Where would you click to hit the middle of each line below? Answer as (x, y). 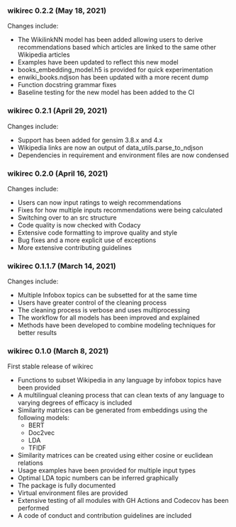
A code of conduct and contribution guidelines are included (105, 516)
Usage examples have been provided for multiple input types (107, 470)
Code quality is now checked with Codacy (79, 225)
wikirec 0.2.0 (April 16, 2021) (58, 174)
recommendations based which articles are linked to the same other (117, 47)
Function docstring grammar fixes (67, 85)
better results (37, 333)
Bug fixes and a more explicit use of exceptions (87, 240)
